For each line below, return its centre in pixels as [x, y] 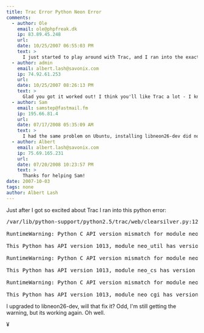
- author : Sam [29, 102]
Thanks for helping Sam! [54, 176]
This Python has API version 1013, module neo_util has [91, 246]
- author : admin [32, 63]
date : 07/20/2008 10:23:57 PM [56, 165]
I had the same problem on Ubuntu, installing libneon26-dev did [107, 136]
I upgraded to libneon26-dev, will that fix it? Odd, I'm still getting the [91, 306]
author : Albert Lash [32, 193]
